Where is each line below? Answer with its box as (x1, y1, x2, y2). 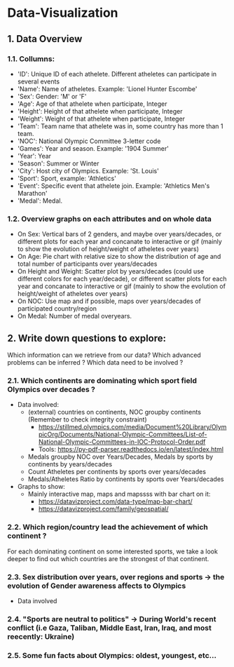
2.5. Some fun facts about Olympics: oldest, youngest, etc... (7, 650, 217, 660)
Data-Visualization (7, 5, 118, 21)
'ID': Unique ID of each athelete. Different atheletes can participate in (17, 69, 217, 78)
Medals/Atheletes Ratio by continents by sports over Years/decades (27, 475, 224, 483)
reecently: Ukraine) (7, 631, 75, 641)
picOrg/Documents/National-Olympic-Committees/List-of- (38, 430, 207, 439)
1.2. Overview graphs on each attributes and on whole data (7, 214, 212, 224)
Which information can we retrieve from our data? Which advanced (7, 351, 201, 359)
